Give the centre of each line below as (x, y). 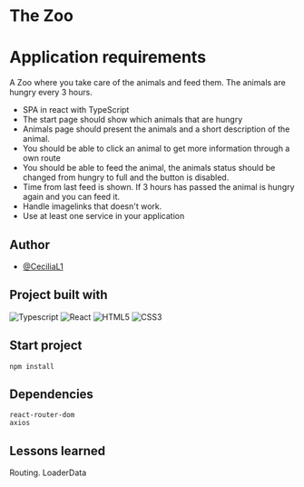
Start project (46, 346)
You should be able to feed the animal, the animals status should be (149, 168)
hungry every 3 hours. (51, 93)
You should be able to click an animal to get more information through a (156, 149)
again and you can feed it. (71, 197)
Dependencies (51, 394)
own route (41, 158)
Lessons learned (58, 451)
